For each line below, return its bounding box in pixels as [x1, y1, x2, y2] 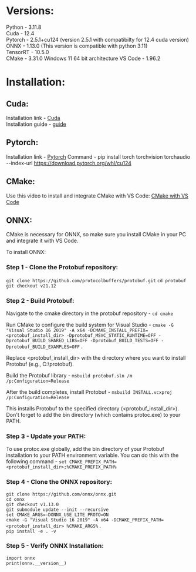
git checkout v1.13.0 [6, 501, 59, 507]
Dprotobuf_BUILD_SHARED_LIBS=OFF [6, 337, 88, 343]
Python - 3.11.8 [6, 24, 42, 31]
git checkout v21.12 [6, 283, 57, 289]
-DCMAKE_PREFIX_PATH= [111, 517, 164, 523]
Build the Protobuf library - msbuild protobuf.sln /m [6, 372, 133, 379]
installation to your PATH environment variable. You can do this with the [6, 451, 179, 459]
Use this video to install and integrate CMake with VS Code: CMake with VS [6, 192, 189, 199]
